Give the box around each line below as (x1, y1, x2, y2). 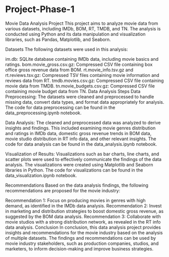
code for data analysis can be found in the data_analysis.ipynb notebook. (5, 141, 157, 147)
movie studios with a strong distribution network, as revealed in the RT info (5, 219, 161, 225)
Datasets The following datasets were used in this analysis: (5, 46, 128, 52)
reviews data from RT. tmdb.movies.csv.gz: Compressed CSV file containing (5, 77, 164, 83)
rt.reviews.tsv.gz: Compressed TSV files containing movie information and (5, 72, 160, 78)
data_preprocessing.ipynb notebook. (5, 110, 82, 116)
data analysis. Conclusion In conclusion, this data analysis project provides (5, 224, 161, 230)
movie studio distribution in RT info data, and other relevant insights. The (5, 136, 156, 142)
